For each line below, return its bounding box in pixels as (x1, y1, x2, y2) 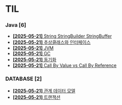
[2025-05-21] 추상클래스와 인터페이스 (12, 39, 91, 45)
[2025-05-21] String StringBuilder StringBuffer (12, 33, 112, 39)
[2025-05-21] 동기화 (12, 57, 56, 63)
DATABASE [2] (5, 75, 42, 82)
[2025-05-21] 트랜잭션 (12, 94, 60, 100)
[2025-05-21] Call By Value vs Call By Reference (12, 62, 117, 68)
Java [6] (5, 22, 27, 29)
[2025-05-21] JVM (12, 45, 54, 51)
